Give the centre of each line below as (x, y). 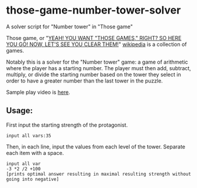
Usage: (20, 111)
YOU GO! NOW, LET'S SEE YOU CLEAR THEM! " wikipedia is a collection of (96, 44)
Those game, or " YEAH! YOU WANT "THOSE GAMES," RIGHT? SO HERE (94, 38)
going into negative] (33, 179)
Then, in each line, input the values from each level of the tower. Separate (96, 146)
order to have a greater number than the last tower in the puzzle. (85, 81)
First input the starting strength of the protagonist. (67, 125)
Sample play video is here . (38, 92)
